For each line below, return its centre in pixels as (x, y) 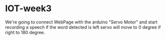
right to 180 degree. (25, 32)
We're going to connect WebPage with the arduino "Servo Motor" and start (81, 22)
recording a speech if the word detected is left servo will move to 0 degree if (83, 27)
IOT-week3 (28, 9)
